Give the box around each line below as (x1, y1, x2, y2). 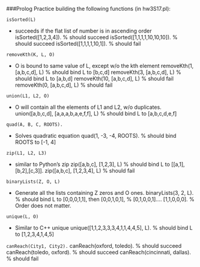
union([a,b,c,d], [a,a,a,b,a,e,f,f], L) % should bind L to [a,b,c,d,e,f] (14, 110, 177, 117)
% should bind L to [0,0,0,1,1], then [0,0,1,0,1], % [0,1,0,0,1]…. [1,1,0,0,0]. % (14, 195, 195, 203)
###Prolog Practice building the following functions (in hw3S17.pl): (6, 5, 171, 12)
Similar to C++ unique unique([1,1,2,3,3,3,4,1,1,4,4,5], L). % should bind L (14, 224, 193, 231)
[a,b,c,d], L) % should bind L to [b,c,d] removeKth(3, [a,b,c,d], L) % (14, 69, 181, 76)
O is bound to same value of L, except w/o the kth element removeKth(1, (14, 63, 194, 69)
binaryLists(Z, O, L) (6, 179, 61, 185)
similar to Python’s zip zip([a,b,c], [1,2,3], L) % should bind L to (14, 161, 170, 168)
